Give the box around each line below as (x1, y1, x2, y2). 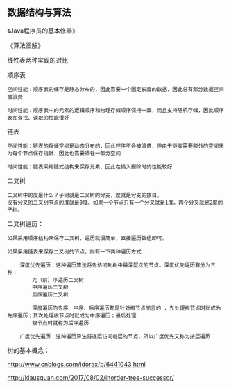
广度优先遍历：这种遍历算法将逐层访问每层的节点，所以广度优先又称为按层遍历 (19, 333, 211, 340)
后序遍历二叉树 (32, 291, 69, 298)
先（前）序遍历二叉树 (32, 276, 85, 283)
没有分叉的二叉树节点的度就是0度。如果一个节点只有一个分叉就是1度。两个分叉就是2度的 (7, 199, 223, 206)
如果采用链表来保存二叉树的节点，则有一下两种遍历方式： (7, 248, 147, 255)
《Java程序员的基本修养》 (7, 26, 78, 35)
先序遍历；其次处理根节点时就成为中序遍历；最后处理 (7, 312, 137, 319)
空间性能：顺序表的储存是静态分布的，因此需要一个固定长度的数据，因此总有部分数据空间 (7, 86, 224, 93)
